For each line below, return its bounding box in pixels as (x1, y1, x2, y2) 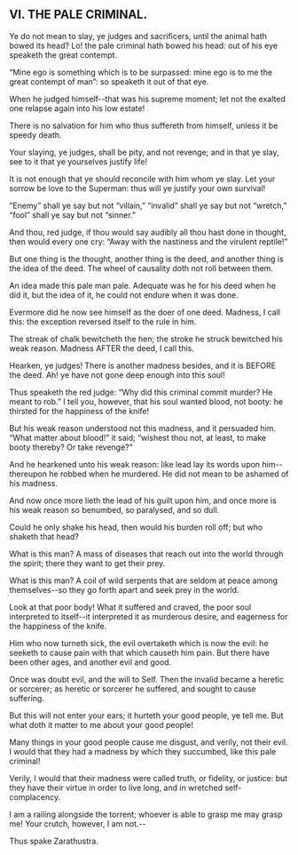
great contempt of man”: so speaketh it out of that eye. (9, 76, 209, 87)
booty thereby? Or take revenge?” (9, 442, 133, 452)
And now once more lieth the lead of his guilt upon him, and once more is (9, 495, 277, 506)
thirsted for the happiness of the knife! (9, 405, 149, 416)
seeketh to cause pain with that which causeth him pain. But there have (9, 647, 271, 658)
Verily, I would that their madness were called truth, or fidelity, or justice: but (9, 772, 288, 783)
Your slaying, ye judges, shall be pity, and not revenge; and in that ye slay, (9, 147, 279, 157)
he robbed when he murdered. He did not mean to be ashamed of (48, 468, 289, 479)
